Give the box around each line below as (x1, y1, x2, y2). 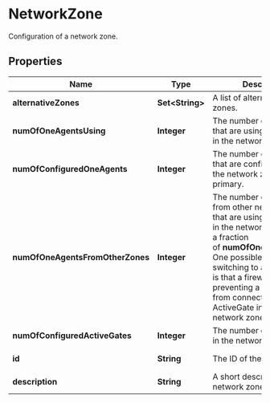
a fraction (212, 231, 249, 242)
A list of (212, 92, 242, 103)
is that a (212, 271, 243, 283)
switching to (212, 262, 259, 273)
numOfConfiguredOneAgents (12, 163, 128, 174)
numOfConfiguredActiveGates (12, 330, 132, 341)
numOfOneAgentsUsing (12, 125, 106, 136)
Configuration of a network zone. (8, 31, 118, 41)
